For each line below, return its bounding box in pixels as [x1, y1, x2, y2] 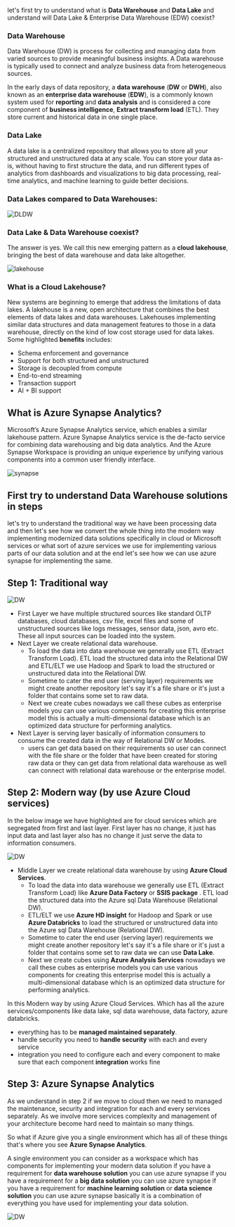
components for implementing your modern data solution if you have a [7, 1161, 211, 1170]
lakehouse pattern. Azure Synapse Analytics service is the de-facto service [7, 433, 226, 442]
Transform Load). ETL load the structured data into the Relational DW [27, 654, 228, 662]
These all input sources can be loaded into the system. [17, 631, 176, 640]
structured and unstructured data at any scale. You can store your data [7, 154, 213, 163]
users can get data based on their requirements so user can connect [27, 744, 227, 752]
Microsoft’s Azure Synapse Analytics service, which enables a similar [7, 426, 208, 434]
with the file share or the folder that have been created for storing [27, 751, 217, 759]
